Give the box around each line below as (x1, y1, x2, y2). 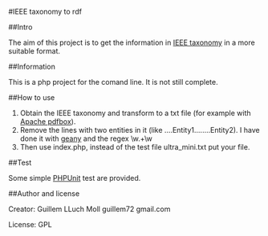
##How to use (8, 93, 55, 102)
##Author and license (8, 189, 80, 198)
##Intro (8, 22, 33, 31)
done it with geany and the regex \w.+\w (19, 134, 152, 143)
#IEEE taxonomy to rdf (8, 7, 83, 16)
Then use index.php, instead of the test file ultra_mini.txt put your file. (19, 142, 250, 151)
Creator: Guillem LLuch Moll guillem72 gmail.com (8, 204, 171, 214)
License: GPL (8, 220, 52, 229)
